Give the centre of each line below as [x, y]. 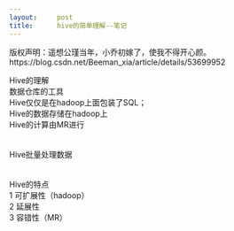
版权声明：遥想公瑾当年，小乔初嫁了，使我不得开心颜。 [110, 52]
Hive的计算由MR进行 [47, 124]
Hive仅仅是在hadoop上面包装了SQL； [78, 102]
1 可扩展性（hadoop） [49, 195]
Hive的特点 [29, 184]
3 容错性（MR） [39, 217]
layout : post [41, 17]
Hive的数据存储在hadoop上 [58, 113]
